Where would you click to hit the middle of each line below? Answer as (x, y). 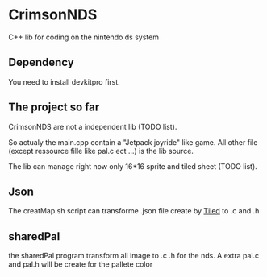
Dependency (41, 62)
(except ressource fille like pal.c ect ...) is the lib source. (101, 151)
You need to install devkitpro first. (65, 81)
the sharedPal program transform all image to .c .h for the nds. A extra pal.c (134, 256)
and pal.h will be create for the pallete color (81, 264)
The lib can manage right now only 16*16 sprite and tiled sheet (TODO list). (133, 166)
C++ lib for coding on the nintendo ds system (84, 37)
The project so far (54, 107)
